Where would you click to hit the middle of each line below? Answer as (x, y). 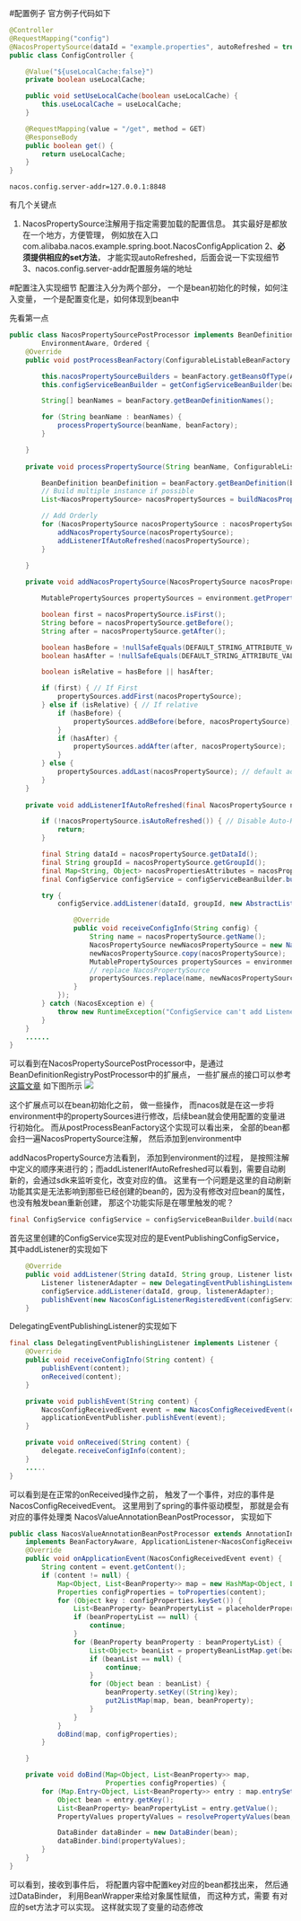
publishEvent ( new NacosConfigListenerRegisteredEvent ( (146, 1300)
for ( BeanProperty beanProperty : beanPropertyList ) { (177, 1642)
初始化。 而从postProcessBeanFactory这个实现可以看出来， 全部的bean (149, 1128)
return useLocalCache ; (84, 154)
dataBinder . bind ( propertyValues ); (121, 1841)
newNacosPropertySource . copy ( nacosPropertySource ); (188, 953)
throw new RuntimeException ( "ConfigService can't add (159, 1012)
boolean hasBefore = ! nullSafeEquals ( (114, 648)
